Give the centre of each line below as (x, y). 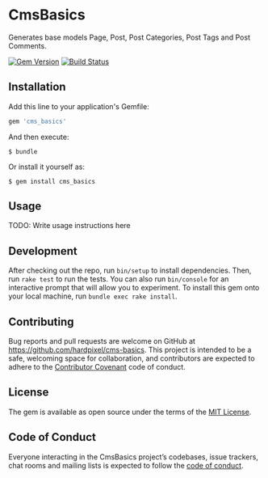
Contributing (41, 321)
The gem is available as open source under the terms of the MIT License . (130, 412)
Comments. (27, 45)
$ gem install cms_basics (52, 181)
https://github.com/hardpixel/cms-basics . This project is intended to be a (130, 350)
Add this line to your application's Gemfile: (79, 106)
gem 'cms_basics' (38, 121)
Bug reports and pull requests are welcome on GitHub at (102, 341)
